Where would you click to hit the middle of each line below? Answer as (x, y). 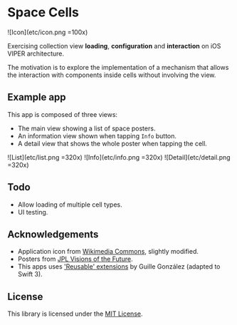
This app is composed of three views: (63, 114)
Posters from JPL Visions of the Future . (75, 259)
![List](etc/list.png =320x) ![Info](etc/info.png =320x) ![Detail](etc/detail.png (119, 157)
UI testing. (33, 212)
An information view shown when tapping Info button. (97, 135)
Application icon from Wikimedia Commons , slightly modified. (108, 252)
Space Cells (43, 12)
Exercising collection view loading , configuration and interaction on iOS (114, 46)
